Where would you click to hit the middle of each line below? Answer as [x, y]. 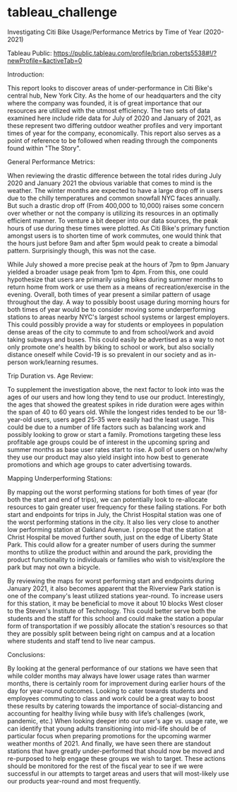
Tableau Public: [30, 53]
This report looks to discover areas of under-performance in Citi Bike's [110, 88]
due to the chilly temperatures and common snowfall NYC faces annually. [114, 198]
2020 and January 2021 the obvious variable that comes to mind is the [110, 183]
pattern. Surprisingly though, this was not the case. [82, 250]
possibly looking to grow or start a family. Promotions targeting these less [114, 434]
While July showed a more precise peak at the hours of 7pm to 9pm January [119, 264]
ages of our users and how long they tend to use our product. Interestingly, [116, 397]
